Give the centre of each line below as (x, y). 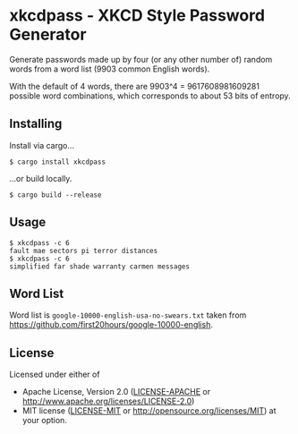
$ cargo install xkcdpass (57, 162)
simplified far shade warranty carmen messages (100, 266)
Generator (48, 34)
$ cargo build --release (55, 195)
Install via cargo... (42, 145)
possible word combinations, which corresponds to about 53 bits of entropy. (150, 96)
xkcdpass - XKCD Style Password (137, 16)
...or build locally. (41, 178)
